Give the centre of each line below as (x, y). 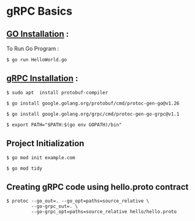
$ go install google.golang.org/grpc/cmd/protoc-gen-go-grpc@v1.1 (93, 114)
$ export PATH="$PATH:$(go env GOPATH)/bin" (64, 125)
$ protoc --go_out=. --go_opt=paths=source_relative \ (78, 201)
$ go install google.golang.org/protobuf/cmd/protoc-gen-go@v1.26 (93, 103)
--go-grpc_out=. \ (55, 206)
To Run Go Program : (33, 48)
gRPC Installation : (42, 79)
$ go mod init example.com (41, 157)
